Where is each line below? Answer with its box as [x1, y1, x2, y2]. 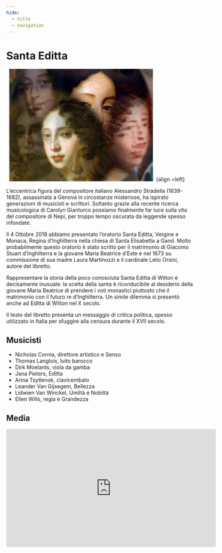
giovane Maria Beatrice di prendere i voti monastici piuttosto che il [6, 287, 169, 294]
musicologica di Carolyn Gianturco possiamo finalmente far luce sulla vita [6, 207, 187, 214]
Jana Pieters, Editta [14, 370, 63, 377]
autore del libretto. [6, 262, 52, 270]
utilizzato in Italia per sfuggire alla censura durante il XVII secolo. [6, 318, 166, 325]
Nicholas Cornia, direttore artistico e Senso [14, 351, 121, 358]
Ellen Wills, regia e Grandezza [14, 395, 89, 403]
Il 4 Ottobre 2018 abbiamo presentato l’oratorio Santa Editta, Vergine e [6, 231, 179, 238]
